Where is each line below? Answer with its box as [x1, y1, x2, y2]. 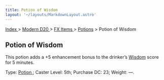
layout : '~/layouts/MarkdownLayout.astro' [5, 12, 96, 17]
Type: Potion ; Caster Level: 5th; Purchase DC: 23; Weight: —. [5, 69, 135, 75]
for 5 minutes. [5, 59, 35, 66]
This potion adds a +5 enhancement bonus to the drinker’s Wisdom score [5, 54, 159, 60]
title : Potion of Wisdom [5, 7, 58, 13]
